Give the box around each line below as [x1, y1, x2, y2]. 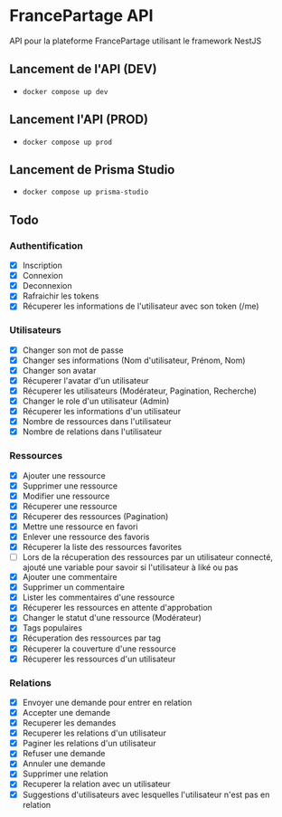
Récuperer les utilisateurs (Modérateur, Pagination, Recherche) [22, 385, 258, 396]
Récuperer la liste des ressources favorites [22, 541, 183, 552]
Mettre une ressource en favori [22, 521, 138, 532]
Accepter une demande [22, 708, 111, 718]
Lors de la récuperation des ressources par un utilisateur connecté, [22, 552, 274, 563]
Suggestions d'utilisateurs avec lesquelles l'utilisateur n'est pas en [22, 789, 270, 800]
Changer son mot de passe [22, 345, 124, 356]
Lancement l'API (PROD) [9, 112, 149, 128]
